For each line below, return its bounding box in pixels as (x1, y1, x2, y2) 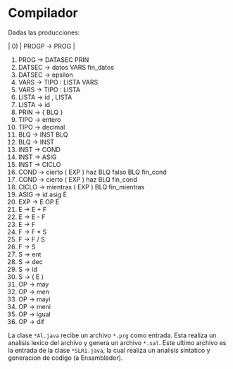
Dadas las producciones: (8, 28, 80, 37)
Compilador (8, 5, 78, 21)
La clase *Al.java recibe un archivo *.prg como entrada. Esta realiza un (8, 331, 217, 339)
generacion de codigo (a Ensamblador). (8, 354, 123, 362)
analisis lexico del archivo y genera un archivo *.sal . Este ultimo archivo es (8, 338, 227, 346)
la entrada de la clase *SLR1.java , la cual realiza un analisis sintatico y (8, 346, 210, 354)
